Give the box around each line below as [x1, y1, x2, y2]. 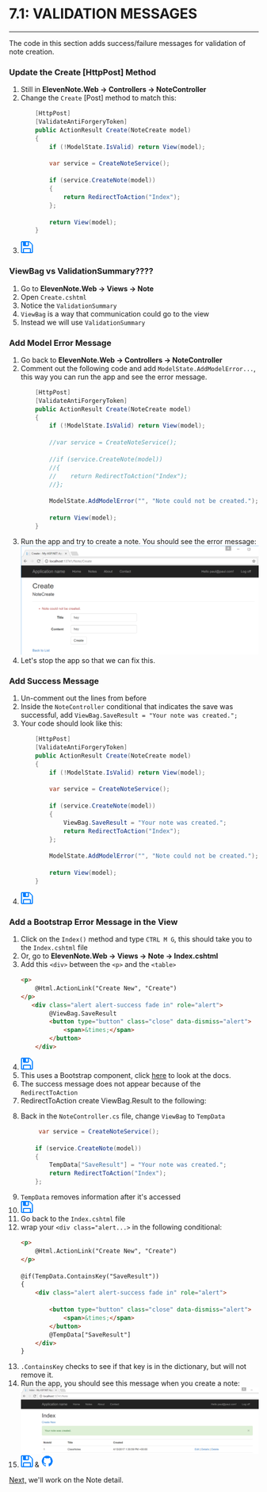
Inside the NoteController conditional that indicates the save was [20, 702, 234, 711]
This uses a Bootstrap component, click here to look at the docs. [20, 1070, 231, 1080]
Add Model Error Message [9, 337, 112, 348]
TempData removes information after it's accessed [20, 1192, 181, 1202]
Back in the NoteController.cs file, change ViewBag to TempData [20, 1111, 225, 1121]
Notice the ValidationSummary [20, 301, 117, 310]
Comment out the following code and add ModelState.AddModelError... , [20, 363, 256, 373]
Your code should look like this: [20, 719, 124, 728]
